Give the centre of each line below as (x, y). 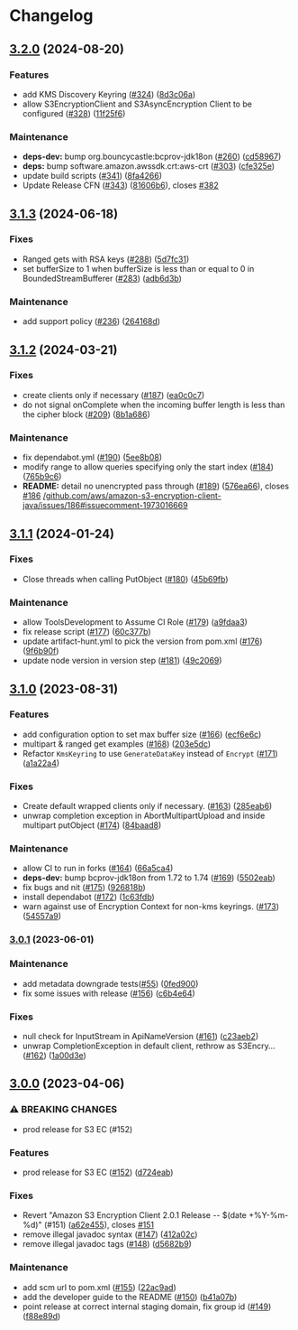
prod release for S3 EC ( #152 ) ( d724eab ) (98, 1172)
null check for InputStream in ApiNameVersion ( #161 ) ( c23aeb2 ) (140, 1036)
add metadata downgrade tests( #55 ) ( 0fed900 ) (110, 983)
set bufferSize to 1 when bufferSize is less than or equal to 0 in (138, 268)
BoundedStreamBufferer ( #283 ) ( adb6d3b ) (102, 278)
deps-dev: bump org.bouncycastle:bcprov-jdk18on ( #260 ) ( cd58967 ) (152, 157)
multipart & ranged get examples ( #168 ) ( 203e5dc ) (117, 744)
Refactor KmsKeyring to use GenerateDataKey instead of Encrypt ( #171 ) (150, 753)
